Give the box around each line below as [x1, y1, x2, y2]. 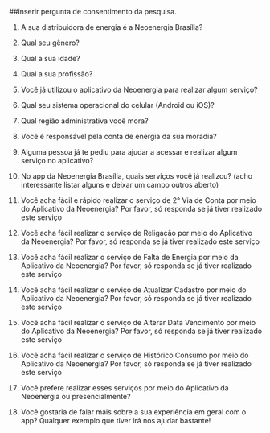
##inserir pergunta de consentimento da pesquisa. [9, 7, 177, 16]
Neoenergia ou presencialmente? [20, 392, 131, 401]
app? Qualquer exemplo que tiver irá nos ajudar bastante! [20, 416, 211, 425]
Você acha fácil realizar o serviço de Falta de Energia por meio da [20, 253, 239, 262]
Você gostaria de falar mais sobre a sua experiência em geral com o [20, 407, 247, 417]
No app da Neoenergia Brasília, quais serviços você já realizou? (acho [20, 171, 252, 180]
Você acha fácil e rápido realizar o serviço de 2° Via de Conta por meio [20, 196, 256, 204]
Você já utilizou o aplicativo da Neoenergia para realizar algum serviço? [20, 85, 258, 94]
